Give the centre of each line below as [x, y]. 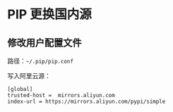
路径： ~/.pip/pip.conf [41, 61]
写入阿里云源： [29, 76]
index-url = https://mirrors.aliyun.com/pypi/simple [86, 101]
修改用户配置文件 [44, 43]
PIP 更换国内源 [49, 14]
